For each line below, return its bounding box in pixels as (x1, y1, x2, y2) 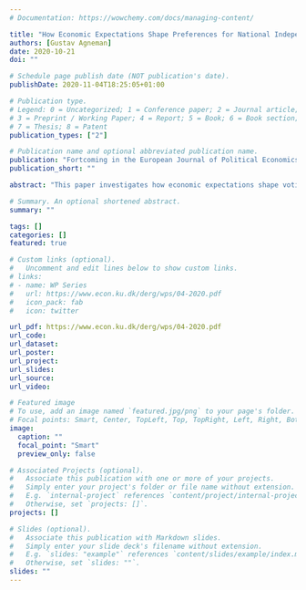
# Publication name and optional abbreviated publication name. (9, 147, 259, 156)
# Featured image (9, 399, 76, 408)
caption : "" (17, 432, 64, 441)
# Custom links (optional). (9, 255, 117, 264)
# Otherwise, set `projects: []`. (9, 500, 148, 509)
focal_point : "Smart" (17, 440, 100, 450)
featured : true (9, 239, 67, 248)
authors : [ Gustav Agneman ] (9, 38, 112, 47)
